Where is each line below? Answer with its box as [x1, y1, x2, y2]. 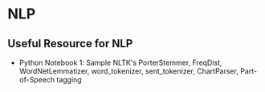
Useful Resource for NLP [7, 37, 133, 50]
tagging [56, 75, 82, 84]
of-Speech [18, 75, 55, 84]
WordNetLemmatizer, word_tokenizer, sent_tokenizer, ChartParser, [18, 66, 238, 76]
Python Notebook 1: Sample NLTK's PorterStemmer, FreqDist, [18, 58, 222, 67]
